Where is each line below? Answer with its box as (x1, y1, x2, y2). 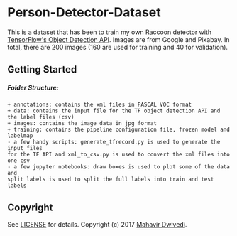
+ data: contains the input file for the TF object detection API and (7, 107, 221, 114)
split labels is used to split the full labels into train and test (7, 176, 214, 183)
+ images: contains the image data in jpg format (7, 120, 158, 127)
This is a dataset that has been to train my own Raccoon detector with (7, 28, 212, 36)
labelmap (7, 132, 33, 139)
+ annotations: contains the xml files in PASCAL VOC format (7, 101, 192, 109)
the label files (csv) (7, 114, 75, 121)
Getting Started (7, 63, 77, 75)
